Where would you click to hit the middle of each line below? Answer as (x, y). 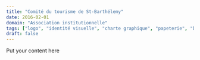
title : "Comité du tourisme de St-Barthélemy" (65, 12)
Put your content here (33, 50)
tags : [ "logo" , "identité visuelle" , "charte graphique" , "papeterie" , (97, 28)
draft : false (22, 34)
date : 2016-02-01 (28, 17)
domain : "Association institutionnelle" (57, 23)
